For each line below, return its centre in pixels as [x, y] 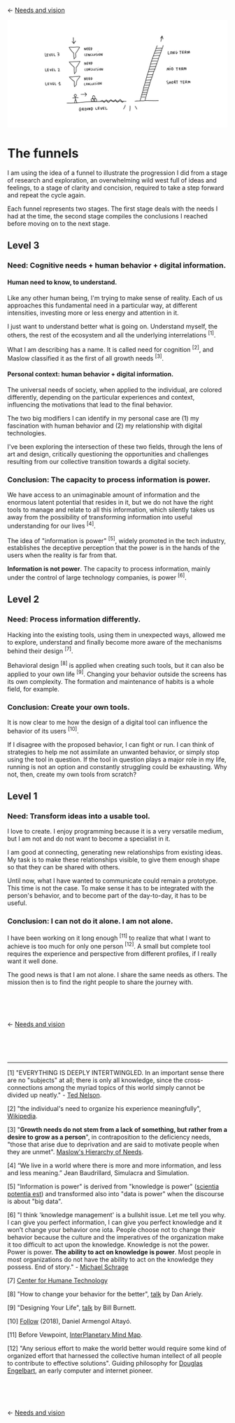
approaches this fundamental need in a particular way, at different [102, 305]
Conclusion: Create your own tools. [69, 707]
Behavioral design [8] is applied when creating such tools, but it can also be [116, 665]
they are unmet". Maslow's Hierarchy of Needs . [76, 1151]
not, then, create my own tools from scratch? [72, 774]
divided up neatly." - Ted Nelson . [55, 1095]
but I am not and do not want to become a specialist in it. [89, 839]
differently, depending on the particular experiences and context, [101, 397]
